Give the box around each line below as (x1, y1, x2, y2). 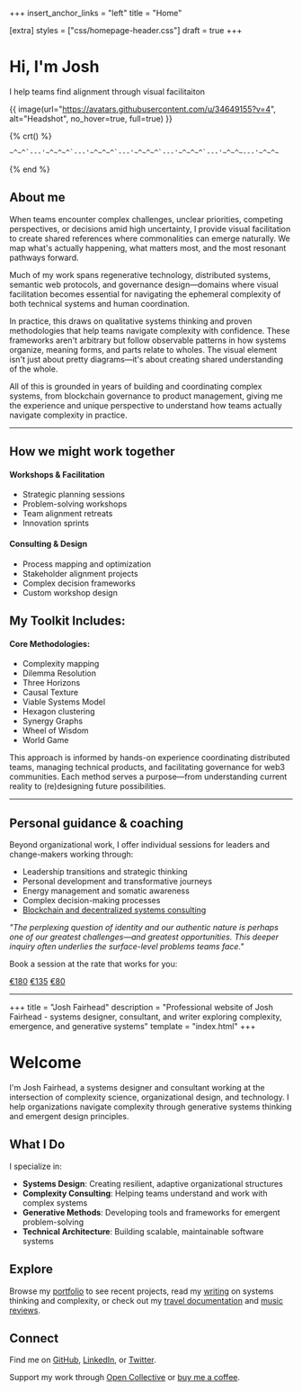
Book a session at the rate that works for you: (9, 958, 178, 969)
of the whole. (9, 363, 58, 374)
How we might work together (9, 444, 175, 460)
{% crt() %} (9, 130, 52, 141)
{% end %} (9, 164, 51, 175)
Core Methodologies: (9, 638, 91, 649)
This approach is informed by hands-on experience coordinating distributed (9, 752, 290, 763)
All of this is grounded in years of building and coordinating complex (9, 381, 262, 391)
